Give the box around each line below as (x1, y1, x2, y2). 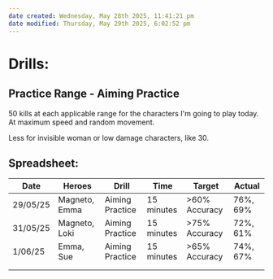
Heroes (63, 181, 92, 192)
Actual (234, 181, 260, 192)
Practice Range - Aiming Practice (8, 87, 180, 101)
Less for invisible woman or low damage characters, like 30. (8, 133, 210, 142)
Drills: (8, 54, 50, 73)
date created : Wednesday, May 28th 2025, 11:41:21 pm (8, 11, 195, 20)
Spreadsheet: (8, 156, 79, 170)
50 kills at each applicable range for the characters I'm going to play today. (8, 108, 259, 118)
